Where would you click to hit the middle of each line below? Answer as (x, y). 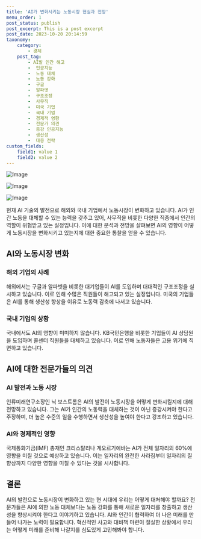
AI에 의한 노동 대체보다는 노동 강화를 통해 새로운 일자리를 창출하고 (104, 507)
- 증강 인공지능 (46, 129)
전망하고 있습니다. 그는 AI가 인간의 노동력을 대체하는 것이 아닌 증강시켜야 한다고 (99, 410)
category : (29, 46)
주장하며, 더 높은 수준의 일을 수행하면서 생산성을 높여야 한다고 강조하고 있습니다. (100, 417)
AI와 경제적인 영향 (31, 434)
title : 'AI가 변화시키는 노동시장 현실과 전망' (57, 12)
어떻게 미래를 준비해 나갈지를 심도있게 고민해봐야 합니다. (78, 530)
